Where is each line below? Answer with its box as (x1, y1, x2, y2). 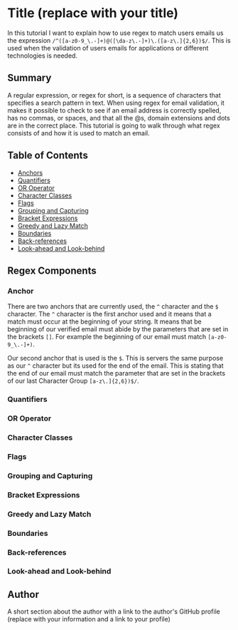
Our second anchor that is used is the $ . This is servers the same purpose (7, 354, 224, 363)
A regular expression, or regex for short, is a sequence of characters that (7, 91, 222, 99)
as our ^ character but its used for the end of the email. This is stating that (7, 361, 224, 370)
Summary (7, 72, 52, 84)
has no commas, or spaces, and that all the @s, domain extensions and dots (7, 113, 231, 122)
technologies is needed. (7, 51, 78, 60)
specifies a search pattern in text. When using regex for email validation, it (7, 98, 225, 107)
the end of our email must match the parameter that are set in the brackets (7, 369, 226, 378)
